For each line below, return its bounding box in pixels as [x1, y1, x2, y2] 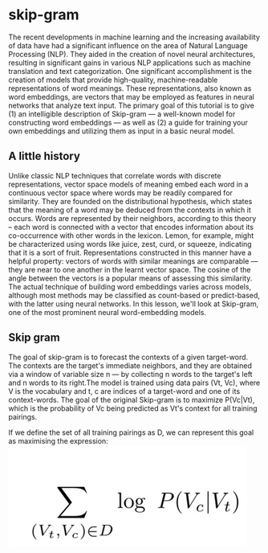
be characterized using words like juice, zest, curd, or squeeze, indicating [8, 239, 252, 248]
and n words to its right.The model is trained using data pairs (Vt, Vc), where [8, 378, 261, 387]
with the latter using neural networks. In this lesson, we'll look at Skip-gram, [8, 299, 259, 309]
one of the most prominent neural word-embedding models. [8, 307, 207, 317]
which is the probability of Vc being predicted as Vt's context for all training [8, 403, 258, 413]
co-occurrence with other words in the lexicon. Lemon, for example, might [8, 231, 254, 240]
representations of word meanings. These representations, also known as [8, 83, 252, 93]
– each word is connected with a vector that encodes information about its [8, 222, 254, 231]
